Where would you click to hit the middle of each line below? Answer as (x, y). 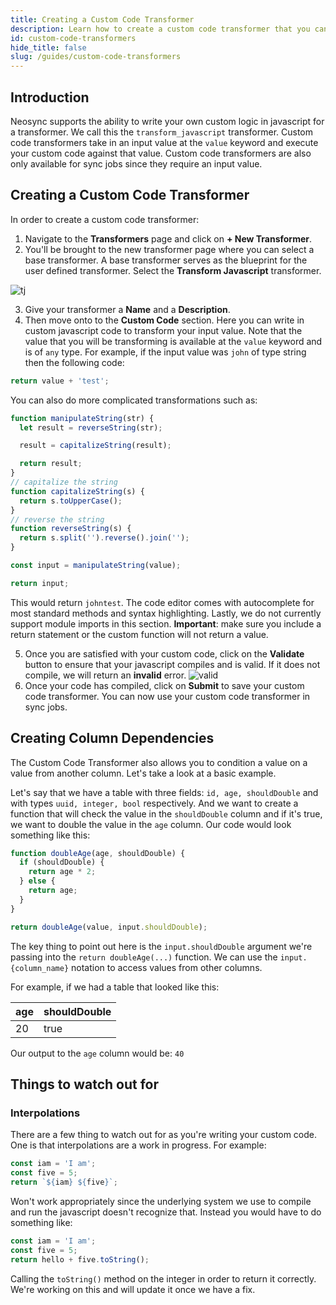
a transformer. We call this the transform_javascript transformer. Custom (162, 132)
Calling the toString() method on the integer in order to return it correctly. (163, 1278)
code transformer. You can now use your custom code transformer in (167, 696)
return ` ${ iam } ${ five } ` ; (64, 1182)
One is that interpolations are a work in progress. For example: (138, 1145)
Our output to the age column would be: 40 (97, 1053)
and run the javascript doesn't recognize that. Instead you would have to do (166, 1212)
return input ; (40, 583)
